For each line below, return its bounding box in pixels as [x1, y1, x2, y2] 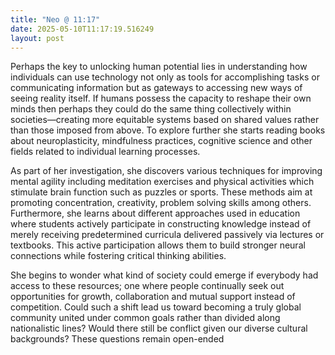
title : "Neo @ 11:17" [10, 14, 101, 25]
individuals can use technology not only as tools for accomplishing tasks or [10, 71, 320, 83]
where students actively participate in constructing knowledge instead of [10, 218, 312, 230]
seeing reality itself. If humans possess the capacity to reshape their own [10, 92, 312, 105]
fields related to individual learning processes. [10, 146, 201, 158]
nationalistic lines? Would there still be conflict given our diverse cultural [10, 322, 308, 335]
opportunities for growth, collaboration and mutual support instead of [10, 291, 296, 303]
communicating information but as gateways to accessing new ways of [10, 82, 303, 94]
